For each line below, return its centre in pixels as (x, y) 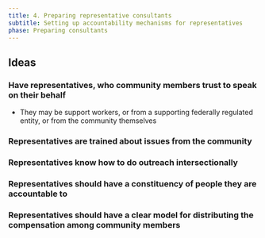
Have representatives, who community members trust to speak (132, 85)
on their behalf (37, 94)
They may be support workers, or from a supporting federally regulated (136, 113)
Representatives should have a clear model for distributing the (131, 215)
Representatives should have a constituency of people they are (132, 183)
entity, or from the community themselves (88, 121)
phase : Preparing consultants (58, 30)
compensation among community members (94, 225)
